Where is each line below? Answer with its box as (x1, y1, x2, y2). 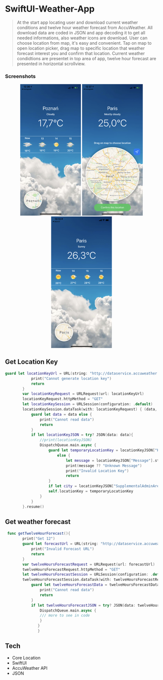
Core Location (12, 655, 41, 661)
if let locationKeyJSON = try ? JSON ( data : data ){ (31, 432, 133, 438)
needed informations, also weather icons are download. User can (16, 35, 148, 41)
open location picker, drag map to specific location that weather (16, 45, 145, 51)
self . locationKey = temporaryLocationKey (48, 489, 133, 494)
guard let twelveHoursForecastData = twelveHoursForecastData (31, 582, 160, 587)
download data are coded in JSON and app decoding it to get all (16, 30, 146, 35)
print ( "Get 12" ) (22, 536, 55, 541)
